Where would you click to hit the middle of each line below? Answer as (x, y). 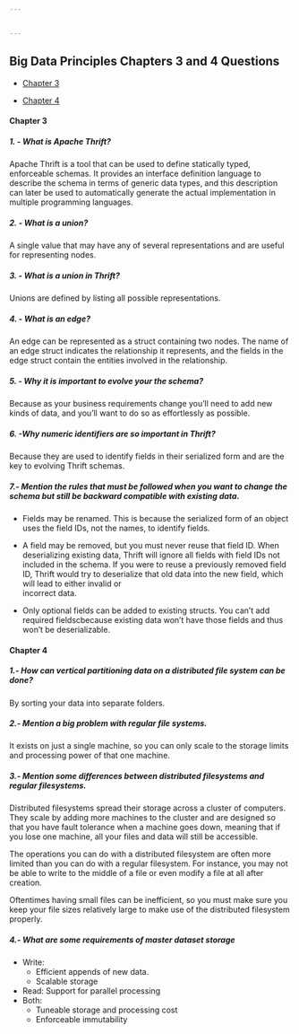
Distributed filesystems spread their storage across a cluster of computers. (148, 808)
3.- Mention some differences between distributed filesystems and (137, 776)
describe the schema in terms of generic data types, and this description (144, 183)
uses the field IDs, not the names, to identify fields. (116, 528)
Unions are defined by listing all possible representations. (115, 298)
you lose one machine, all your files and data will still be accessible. (134, 837)
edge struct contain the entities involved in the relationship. (119, 361)
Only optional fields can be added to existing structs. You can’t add (146, 610)
